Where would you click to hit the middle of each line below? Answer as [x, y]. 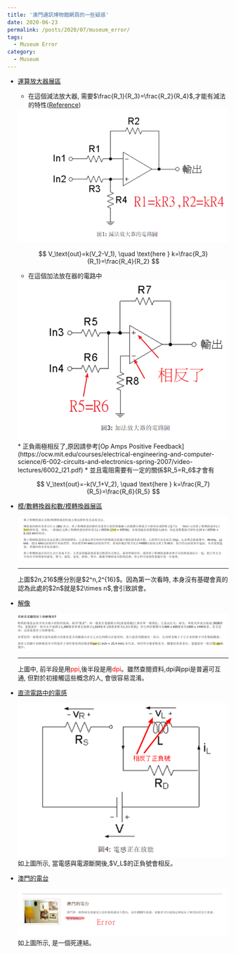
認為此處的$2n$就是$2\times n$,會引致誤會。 [84, 588]
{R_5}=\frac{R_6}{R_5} [119, 491]
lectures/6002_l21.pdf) [50, 470]
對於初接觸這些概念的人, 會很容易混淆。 [91, 678]
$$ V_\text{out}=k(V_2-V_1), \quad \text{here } [104, 254]
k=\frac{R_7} [192, 484]
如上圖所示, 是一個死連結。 [56, 943]
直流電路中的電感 [42, 693]
